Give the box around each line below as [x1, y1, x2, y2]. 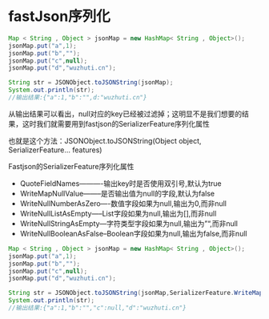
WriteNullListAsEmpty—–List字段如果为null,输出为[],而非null [19, 208, 217, 218]
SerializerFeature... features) [8, 145, 102, 155]
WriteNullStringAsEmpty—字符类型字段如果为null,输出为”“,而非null [19, 218, 239, 228]
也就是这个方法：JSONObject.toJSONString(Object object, [8, 135, 202, 145]
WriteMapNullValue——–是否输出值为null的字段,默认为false [19, 188, 215, 198]
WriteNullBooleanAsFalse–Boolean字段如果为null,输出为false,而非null [19, 228, 247, 238]
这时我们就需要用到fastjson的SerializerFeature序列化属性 [22, 119, 211, 128]
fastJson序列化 [8, 7, 110, 26]
